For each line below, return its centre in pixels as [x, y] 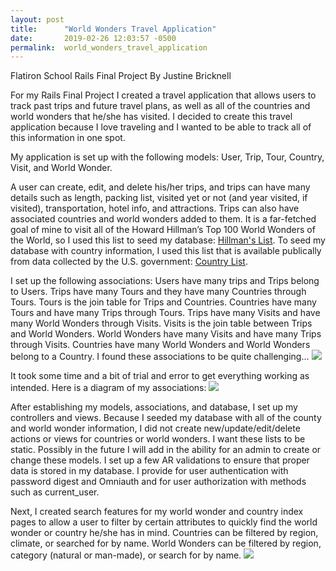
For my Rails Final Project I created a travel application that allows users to [163, 95]
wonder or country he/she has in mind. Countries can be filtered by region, [164, 533]
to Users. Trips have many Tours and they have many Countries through [158, 292]
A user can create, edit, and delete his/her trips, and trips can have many [160, 187]
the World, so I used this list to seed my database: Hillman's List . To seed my [168, 240]
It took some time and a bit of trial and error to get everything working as [160, 376]
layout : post [37, 19]
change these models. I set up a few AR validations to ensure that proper [160, 460]
